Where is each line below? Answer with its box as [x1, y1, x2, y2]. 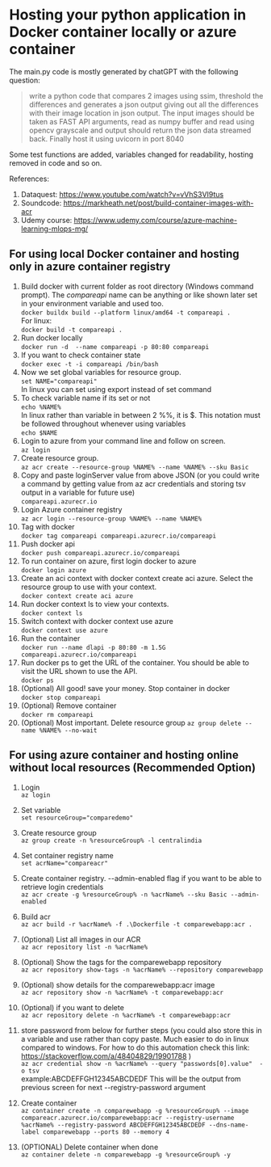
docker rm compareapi [20, 710, 94, 718]
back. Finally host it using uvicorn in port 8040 [28, 133, 185, 143]
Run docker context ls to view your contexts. [20, 599, 169, 609]
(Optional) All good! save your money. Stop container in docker [20, 683, 231, 693]
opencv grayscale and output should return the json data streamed [28, 125, 252, 135]
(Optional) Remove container [20, 701, 117, 710]
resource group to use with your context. [20, 582, 157, 592]
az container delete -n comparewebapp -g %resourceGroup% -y [20, 1150, 231, 1159]
